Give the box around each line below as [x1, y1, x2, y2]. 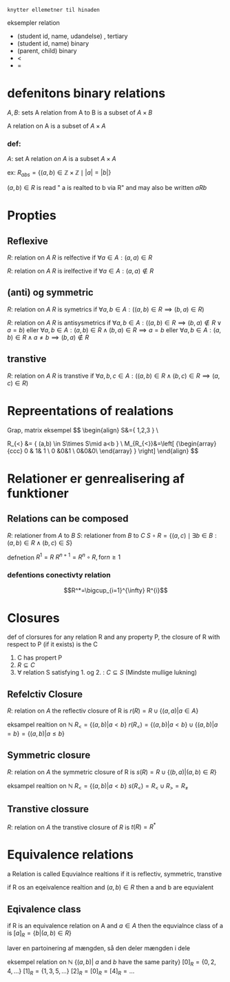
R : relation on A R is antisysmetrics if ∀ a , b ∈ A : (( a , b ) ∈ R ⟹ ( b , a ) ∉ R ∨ [7, 318, 222, 327]
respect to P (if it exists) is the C [7, 640, 98, 648]
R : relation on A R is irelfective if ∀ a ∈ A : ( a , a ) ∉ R [7, 267, 154, 276]
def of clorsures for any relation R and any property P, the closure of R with [7, 633, 220, 642]
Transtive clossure [7, 803, 90, 815]
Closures [7, 610, 60, 626]
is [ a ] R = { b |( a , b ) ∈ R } [7, 929, 72, 938]
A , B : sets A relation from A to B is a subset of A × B [7, 108, 153, 117]
